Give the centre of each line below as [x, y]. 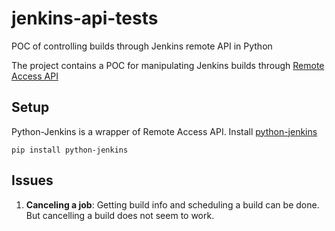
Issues [32, 180]
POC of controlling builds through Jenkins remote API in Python [142, 46]
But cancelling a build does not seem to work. [120, 215]
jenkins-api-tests [85, 18]
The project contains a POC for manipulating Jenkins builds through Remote [168, 65]
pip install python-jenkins [70, 150]
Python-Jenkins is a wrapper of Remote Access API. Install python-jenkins [164, 131]
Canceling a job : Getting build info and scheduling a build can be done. [172, 204]
